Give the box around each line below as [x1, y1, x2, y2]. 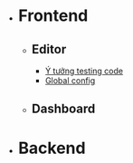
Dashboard [31, 101, 96, 117]
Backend [17, 138, 86, 158]
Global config [44, 75, 96, 86]
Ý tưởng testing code [44, 65, 124, 76]
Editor [31, 42, 67, 57]
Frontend [17, 5, 89, 26]
